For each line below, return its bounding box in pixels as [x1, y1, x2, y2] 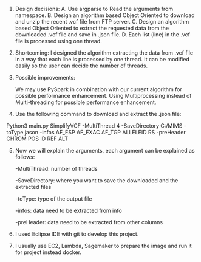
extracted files [15, 184, 52, 190]
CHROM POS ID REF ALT [6, 135, 69, 142]
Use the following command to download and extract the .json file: [15, 111, 182, 117]
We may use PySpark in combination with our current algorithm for [15, 86, 182, 93]
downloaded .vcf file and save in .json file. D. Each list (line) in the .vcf [15, 31, 190, 38]
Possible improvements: [15, 74, 75, 81]
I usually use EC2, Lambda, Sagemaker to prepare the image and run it [15, 243, 192, 249]
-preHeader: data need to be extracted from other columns [15, 219, 163, 226]
